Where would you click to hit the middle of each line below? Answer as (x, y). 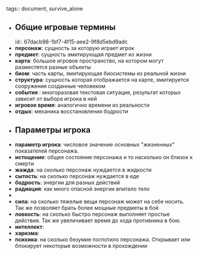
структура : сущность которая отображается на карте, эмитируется (102, 79)
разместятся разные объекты (53, 67)
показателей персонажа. (47, 151)
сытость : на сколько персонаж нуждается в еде (77, 176)
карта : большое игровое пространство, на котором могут (89, 60)
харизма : (27, 233)
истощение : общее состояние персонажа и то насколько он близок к (104, 157)
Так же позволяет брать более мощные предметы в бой (87, 207)
